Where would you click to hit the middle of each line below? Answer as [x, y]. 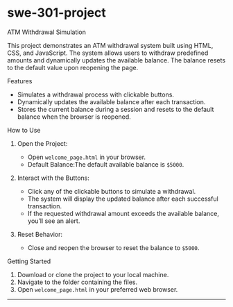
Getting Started [29, 261]
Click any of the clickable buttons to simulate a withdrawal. [112, 191]
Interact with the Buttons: [53, 178]
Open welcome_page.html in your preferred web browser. [97, 289]
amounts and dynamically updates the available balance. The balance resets [116, 60]
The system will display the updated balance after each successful [123, 199]
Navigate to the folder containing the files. [77, 282]
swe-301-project [57, 13]
